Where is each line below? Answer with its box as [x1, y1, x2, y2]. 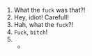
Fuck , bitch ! [13, 28, 48, 36]
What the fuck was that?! [13, 6, 86, 14]
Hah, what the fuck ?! [13, 21, 74, 28]
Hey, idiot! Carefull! [13, 13, 70, 21]
